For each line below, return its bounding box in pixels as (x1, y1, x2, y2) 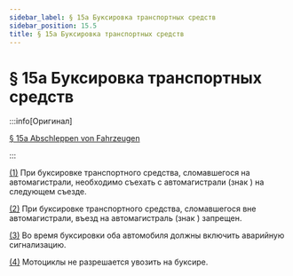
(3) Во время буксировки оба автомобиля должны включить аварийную (9, 230, 285, 241)
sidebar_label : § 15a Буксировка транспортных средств (9, 12, 217, 22)
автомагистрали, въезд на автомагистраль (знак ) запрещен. (9, 213, 242, 224)
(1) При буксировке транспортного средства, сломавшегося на (9, 168, 250, 178)
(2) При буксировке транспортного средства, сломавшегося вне (9, 203, 257, 214)
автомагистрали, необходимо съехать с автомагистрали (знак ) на (9, 177, 265, 187)
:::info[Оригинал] (9, 116, 73, 127)
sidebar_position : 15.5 (9, 21, 98, 30)
